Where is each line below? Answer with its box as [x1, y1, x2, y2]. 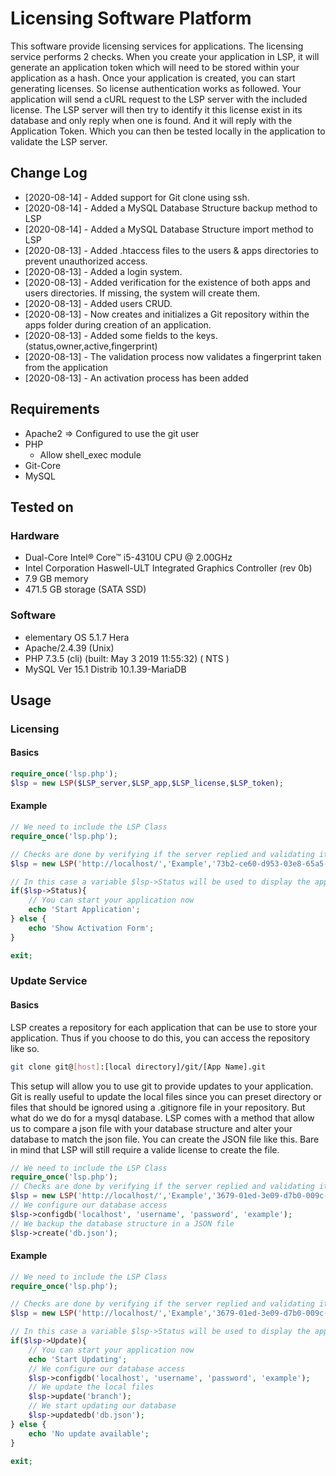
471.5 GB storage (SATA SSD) [24, 583, 147, 596]
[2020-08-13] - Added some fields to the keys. [24, 329, 218, 341]
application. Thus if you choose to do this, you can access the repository [10, 1032, 311, 1044]
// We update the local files [28, 1382, 155, 1392]
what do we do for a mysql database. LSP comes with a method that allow [10, 1112, 315, 1124]
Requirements [10, 401, 100, 418]
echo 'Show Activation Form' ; [28, 923, 155, 933]
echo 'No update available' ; [28, 1428, 150, 1439]
